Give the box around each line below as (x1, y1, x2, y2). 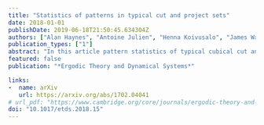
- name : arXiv (8, 84, 58, 91)
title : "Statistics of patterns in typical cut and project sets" (8, 11, 230, 20)
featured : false (8, 55, 61, 63)
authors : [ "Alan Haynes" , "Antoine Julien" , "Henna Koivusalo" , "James (8, 33, 247, 41)
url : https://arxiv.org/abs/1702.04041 (18, 91, 149, 98)
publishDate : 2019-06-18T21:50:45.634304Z (8, 26, 149, 34)
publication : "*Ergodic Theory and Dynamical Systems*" (8, 62, 195, 70)
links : (8, 76, 30, 84)
